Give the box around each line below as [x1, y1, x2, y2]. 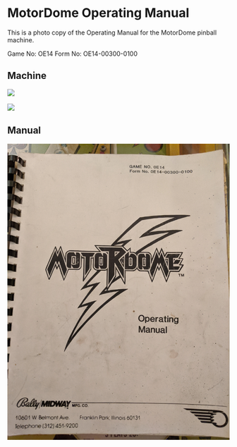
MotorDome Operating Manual [7, 5, 190, 21]
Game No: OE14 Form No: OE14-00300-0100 [7, 49, 138, 58]
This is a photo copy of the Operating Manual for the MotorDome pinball [7, 28, 217, 37]
